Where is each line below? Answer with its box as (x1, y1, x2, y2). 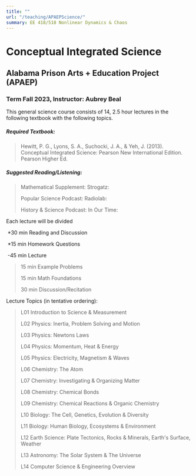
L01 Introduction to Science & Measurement (20, 309, 127, 316)
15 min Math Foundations (20, 274, 82, 282)
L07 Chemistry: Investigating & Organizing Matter (20, 377, 140, 384)
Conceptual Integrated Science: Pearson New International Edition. (20, 149, 183, 156)
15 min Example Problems (20, 263, 83, 270)
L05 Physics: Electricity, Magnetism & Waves (20, 354, 129, 361)
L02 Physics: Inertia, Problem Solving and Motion (20, 320, 140, 327)
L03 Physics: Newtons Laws (20, 331, 89, 338)
